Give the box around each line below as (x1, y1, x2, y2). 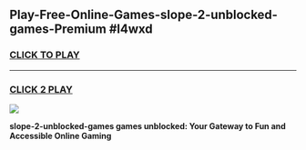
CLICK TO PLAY (9, 49, 80, 62)
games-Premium (9, 22, 107, 37)
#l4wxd (108, 22, 153, 37)
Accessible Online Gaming (9, 130, 112, 141)
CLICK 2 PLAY (9, 83, 73, 95)
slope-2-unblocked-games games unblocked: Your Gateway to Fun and (9, 120, 287, 131)
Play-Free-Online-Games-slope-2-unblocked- (9, 7, 278, 23)
